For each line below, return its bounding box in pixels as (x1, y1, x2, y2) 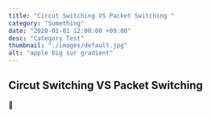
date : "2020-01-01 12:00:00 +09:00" (8, 26, 131, 35)
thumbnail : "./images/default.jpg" (8, 42, 128, 50)
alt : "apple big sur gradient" (8, 49, 114, 57)
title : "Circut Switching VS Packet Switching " (8, 11, 175, 20)
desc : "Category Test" (8, 34, 85, 43)
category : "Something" (8, 19, 85, 27)
